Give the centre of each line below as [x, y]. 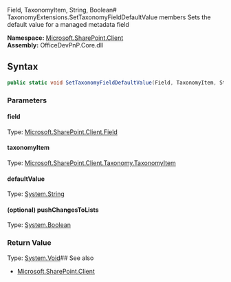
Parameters [27, 100]
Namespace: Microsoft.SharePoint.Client [65, 38]
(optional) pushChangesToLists [53, 210]
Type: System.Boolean [39, 225]
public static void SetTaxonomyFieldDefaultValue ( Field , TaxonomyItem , [112, 83]
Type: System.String [36, 194]
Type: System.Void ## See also [51, 258]
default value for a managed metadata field [68, 24]
